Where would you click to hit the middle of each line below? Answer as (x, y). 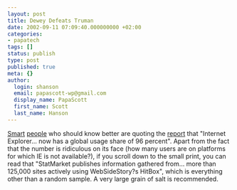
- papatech (23, 41)
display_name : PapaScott (51, 100)
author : (19, 80)
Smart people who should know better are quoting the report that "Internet (117, 133)
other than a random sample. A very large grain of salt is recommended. (113, 179)
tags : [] (20, 47)
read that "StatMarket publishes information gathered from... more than (112, 164)
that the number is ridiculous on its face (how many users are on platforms (117, 148)
